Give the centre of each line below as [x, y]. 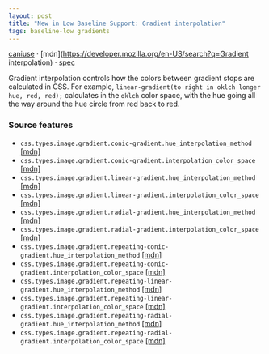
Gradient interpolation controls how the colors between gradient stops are [132, 79]
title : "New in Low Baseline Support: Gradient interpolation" [117, 23]
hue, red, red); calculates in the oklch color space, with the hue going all [132, 96]
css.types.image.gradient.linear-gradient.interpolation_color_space [140, 195]
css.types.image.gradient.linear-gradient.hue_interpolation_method [138, 178]
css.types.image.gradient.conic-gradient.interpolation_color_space [138, 160]
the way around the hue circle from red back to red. [94, 104]
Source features [41, 125]
